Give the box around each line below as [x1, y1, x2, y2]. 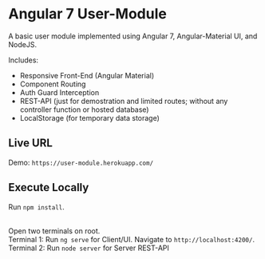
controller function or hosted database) [19, 105, 149, 114]
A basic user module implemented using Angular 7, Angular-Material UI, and [8, 31, 258, 41]
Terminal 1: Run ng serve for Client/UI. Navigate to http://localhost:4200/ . [8, 234, 255, 244]
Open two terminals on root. [8, 225, 101, 236]
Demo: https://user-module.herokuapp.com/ [8, 157, 154, 167]
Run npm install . [8, 201, 65, 212]
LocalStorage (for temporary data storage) [19, 113, 160, 122]
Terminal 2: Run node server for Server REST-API [8, 243, 170, 253]
